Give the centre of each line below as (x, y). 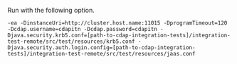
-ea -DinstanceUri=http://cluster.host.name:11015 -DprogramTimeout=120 (117, 23)
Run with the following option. (51, 10)
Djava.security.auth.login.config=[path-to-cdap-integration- (101, 48)
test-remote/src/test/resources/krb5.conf (71, 41)
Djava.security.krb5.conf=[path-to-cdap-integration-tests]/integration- (119, 35)
